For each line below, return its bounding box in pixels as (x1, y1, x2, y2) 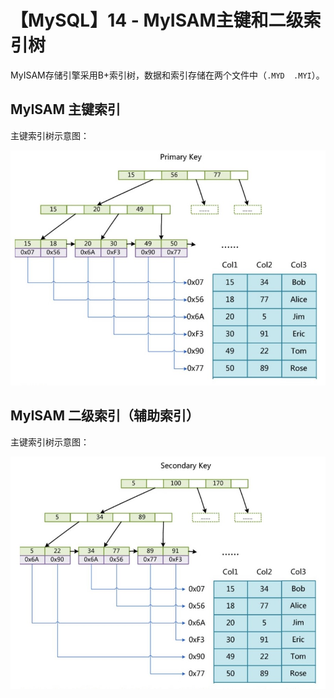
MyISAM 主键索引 (10, 101, 122, 118)
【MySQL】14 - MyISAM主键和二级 (10, 9, 304, 32)
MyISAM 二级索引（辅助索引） (10, 407, 200, 425)
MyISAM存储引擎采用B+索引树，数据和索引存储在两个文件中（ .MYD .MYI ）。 (10, 69, 325, 81)
